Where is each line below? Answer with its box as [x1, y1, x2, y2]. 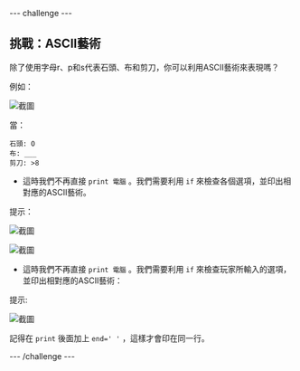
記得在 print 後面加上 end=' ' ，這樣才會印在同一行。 [9, 332, 210, 343]
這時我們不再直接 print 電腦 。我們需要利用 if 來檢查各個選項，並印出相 [22, 176, 292, 186]
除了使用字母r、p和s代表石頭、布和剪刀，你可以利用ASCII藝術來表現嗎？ [9, 62, 280, 72]
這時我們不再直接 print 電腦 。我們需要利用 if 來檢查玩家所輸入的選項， [22, 263, 292, 274]
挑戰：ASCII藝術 [9, 36, 101, 52]
